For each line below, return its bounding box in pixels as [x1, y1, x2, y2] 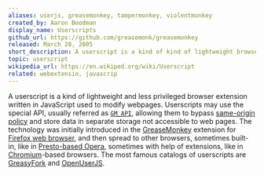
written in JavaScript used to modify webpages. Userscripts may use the [8, 100, 244, 109]
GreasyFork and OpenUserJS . [8, 158, 105, 167]
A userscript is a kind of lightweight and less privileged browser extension [8, 91, 247, 100]
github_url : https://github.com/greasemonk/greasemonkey [8, 33, 199, 42]
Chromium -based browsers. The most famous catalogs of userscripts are [8, 150, 247, 159]
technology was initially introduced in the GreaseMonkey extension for [8, 125, 236, 134]
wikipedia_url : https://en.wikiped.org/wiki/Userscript [8, 63, 195, 71]
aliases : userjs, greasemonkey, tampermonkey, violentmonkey [8, 11, 213, 20]
